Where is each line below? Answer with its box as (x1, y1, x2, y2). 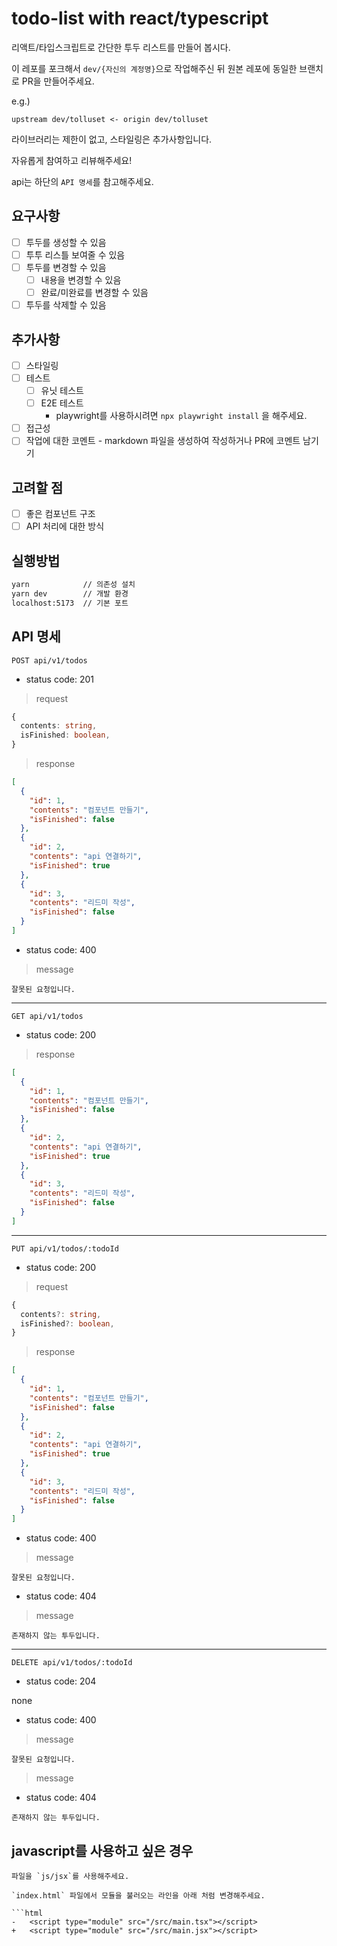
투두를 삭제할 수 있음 (25, 299, 107, 311)
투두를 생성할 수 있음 (25, 236, 107, 248)
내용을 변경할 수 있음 (40, 273, 122, 286)
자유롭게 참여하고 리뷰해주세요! (11, 154, 133, 166)
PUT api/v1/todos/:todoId (11, 1243, 119, 1254)
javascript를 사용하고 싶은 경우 (11, 1842, 194, 1859)
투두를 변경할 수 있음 (25, 261, 107, 273)
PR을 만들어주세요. (21, 75, 95, 87)
